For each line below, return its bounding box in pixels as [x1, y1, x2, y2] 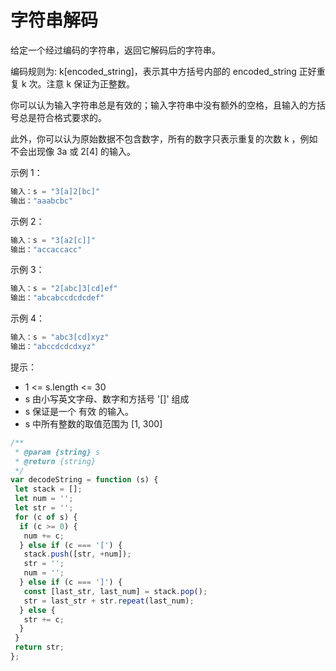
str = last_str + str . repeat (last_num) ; [23, 596, 195, 606]
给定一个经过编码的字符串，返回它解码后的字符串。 [10, 44, 221, 56]
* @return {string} [14, 456, 97, 466]
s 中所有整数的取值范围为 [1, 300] [24, 417, 163, 430]
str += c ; [23, 614, 65, 625]
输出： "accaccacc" [10, 244, 83, 255]
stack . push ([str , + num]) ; [23, 549, 132, 560]
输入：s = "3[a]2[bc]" [10, 186, 101, 196]
